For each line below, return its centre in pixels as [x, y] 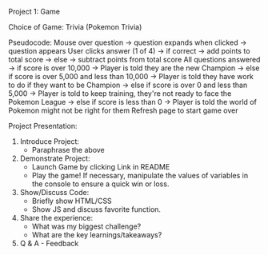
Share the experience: [56, 218]
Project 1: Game [34, 12]
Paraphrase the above [68, 150]
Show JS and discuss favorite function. [96, 209]
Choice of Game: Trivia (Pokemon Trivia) [75, 27]
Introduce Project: [50, 141]
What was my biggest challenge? [86, 226]
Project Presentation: [43, 126]
